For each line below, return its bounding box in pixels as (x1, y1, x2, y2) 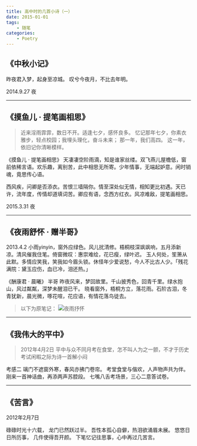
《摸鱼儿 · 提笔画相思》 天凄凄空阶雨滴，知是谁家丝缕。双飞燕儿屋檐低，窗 (6, 156, 186, 163)
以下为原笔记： (20, 305, 57, 312)
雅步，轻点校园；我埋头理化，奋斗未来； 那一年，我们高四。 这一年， (20, 136, 188, 143)
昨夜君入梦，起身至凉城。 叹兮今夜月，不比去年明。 (6, 76, 131, 83)
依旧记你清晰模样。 (20, 143, 67, 150)
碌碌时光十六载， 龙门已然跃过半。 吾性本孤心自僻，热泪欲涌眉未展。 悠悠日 (6, 427, 191, 434)
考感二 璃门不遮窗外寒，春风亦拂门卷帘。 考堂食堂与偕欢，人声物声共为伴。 (6, 366, 189, 373)
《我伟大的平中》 (6, 329, 68, 339)
